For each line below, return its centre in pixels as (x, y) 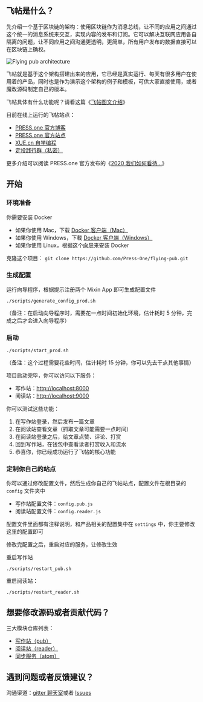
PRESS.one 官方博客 (40, 127)
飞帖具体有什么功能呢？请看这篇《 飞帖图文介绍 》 (67, 102)
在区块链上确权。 (27, 49)
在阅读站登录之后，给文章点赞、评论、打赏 (68, 437)
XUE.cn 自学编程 (36, 143)
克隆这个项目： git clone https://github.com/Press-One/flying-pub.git (97, 258)
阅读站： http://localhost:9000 (52, 396)
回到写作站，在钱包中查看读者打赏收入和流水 (71, 444)
